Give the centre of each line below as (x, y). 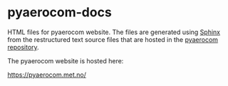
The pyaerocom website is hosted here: (66, 60)
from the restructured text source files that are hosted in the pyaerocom (113, 39)
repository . (23, 47)
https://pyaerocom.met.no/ (47, 75)
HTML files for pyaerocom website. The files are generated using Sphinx (114, 32)
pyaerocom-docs (59, 12)
